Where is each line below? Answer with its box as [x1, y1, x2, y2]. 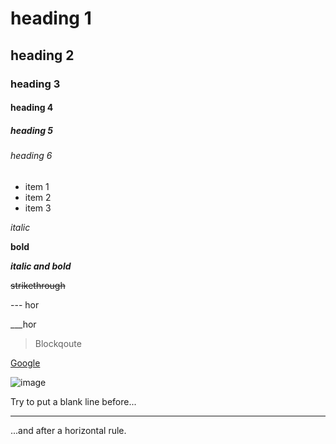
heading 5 [10, 124, 54, 136]
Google [10, 357, 41, 369]
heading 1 [10, 7, 92, 30]
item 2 [24, 191, 52, 203]
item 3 [24, 202, 52, 214]
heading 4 [10, 102, 54, 114]
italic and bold [10, 260, 72, 272]
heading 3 [10, 77, 61, 91]
